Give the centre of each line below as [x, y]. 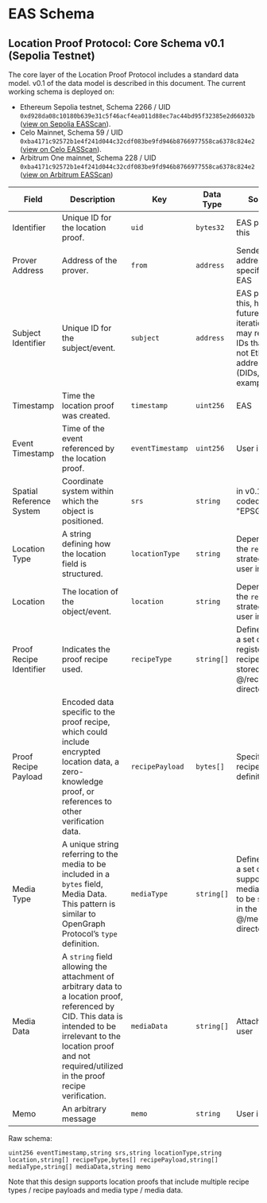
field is [75, 564]
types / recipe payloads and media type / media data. [96, 1190]
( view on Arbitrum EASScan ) [66, 175]
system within [88, 491]
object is [78, 511]
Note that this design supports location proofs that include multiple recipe [129, 1182]
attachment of [89, 977]
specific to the [89, 712]
